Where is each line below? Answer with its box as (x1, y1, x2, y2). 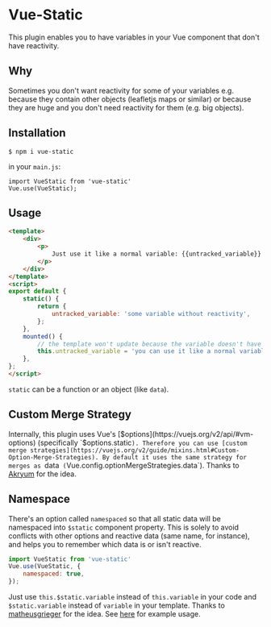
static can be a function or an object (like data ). (8, 384, 169, 394)
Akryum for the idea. (8, 469, 77, 479)
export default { (8, 288, 67, 296)
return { (37, 302, 67, 311)
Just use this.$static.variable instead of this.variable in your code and (8, 592, 256, 601)
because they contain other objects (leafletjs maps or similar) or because (8, 94, 252, 104)
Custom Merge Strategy (8, 408, 131, 421)
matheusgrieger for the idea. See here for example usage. (8, 609, 201, 618)
